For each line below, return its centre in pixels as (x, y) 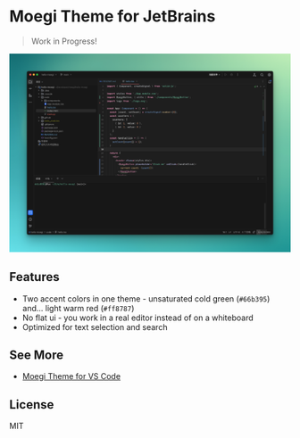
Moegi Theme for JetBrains (112, 17)
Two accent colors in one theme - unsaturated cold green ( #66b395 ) (146, 298)
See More (37, 355)
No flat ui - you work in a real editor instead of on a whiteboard (138, 318)
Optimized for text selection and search (95, 326)
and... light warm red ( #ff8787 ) (78, 308)
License (32, 405)
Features (34, 277)
